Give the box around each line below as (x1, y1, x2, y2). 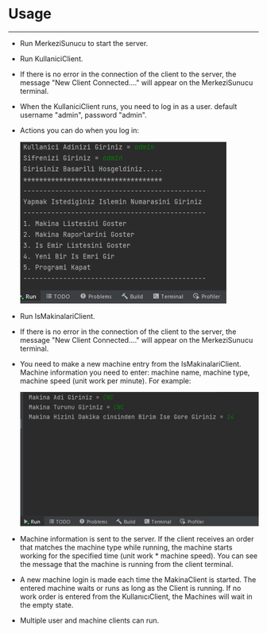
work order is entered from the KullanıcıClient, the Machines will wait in (19, 592, 253, 601)
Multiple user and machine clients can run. (19, 616, 160, 625)
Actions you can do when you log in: (19, 125, 140, 135)
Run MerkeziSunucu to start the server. (19, 38, 149, 48)
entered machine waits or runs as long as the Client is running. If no (19, 583, 242, 592)
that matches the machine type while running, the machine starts (19, 542, 233, 552)
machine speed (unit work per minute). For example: (19, 375, 192, 386)
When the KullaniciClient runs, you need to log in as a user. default (19, 101, 238, 111)
